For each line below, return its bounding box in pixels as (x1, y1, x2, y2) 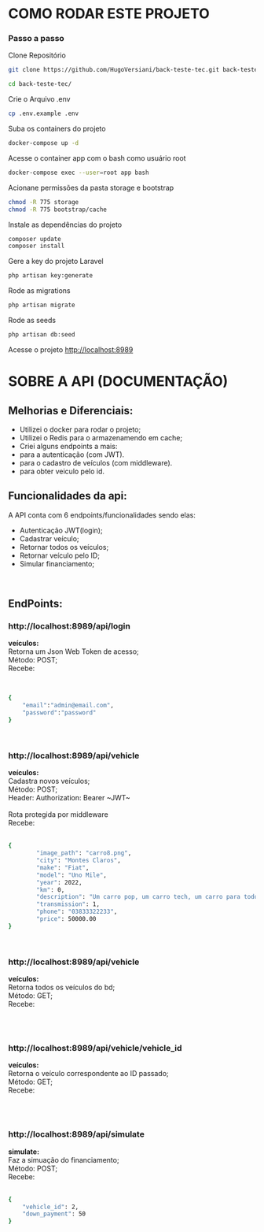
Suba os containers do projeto (8, 124, 106, 134)
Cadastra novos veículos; (8, 777, 90, 786)
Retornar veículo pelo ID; (19, 551, 101, 560)
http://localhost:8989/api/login (8, 621, 131, 632)
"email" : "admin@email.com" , (22, 702, 114, 710)
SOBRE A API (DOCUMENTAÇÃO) (8, 373, 229, 391)
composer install (8, 242, 65, 250)
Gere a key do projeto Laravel (8, 257, 104, 266)
